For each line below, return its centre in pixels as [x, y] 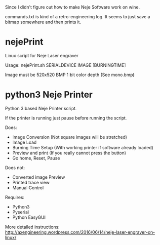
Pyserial [20, 212]
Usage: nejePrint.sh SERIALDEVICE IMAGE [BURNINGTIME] [65, 65]
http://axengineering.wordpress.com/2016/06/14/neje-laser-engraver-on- [80, 232]
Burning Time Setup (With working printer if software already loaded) [83, 147]
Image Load [24, 142]
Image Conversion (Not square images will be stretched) [70, 137]
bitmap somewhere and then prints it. [43, 22]
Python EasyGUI [29, 217]
